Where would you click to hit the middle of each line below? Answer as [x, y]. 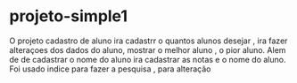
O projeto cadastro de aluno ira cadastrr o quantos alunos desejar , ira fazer [148, 41]
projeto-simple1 [68, 16]
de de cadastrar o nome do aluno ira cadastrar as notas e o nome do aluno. [148, 59]
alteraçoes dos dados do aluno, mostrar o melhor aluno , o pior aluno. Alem [148, 49]
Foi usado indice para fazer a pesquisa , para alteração [110, 69]
